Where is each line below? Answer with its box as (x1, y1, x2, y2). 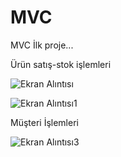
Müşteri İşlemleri (10, 116, 79, 128)
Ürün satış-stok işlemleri (10, 58, 112, 70)
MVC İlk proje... (10, 39, 74, 51)
